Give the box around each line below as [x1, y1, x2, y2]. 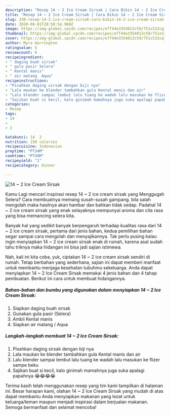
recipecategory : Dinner [5, 163, 56, 168]
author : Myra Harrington [5, 41, 58, 46]
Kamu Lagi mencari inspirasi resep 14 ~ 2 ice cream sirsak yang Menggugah [5, 191, 164, 197]
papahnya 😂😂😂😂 [12, 372, 56, 378]
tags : [5, 111, 17, 117]
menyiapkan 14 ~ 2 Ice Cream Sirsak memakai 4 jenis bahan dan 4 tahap [5, 270, 157, 276]
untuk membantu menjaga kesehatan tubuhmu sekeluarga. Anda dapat [5, 264, 153, 270]
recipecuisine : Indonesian [5, 144, 62, 149]
